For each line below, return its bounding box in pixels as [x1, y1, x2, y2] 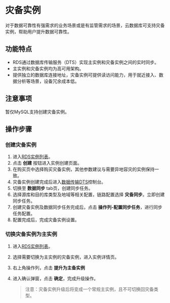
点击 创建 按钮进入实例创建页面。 [12, 160, 82, 166]
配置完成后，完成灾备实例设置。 [12, 217, 79, 223]
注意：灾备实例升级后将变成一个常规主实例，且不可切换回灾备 [25, 286, 154, 292]
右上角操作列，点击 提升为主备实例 [12, 265, 85, 271]
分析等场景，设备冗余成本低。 [17, 78, 79, 84]
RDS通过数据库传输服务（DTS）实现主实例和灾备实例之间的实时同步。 [12, 59, 159, 65]
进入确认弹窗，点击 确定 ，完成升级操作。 [12, 275, 99, 281]
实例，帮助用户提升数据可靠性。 [5, 28, 72, 34]
